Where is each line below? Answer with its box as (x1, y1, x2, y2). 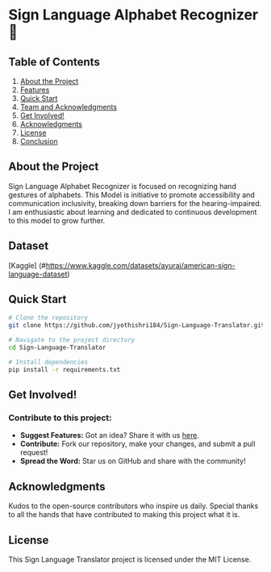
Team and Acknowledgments (19, 103, 118, 111)
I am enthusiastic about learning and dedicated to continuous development (8, 207, 257, 217)
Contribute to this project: (8, 412, 112, 423)
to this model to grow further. (8, 216, 106, 225)
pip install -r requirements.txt (8, 365, 121, 373)
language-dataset (8, 269, 68, 279)
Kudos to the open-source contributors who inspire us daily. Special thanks (8, 501, 259, 511)
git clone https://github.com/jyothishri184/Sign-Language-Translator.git (8, 322, 265, 330)
